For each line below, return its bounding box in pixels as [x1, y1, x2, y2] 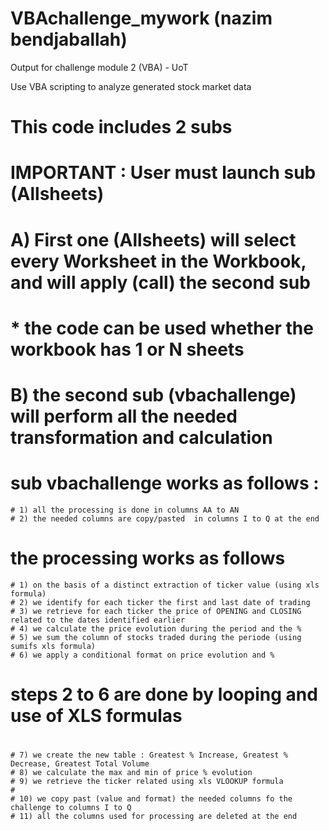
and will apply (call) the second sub [10, 271, 311, 294]
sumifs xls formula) [10, 641, 97, 651]
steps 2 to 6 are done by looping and [10, 683, 318, 706]
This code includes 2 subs [10, 116, 233, 139]
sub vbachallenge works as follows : [10, 472, 320, 495]
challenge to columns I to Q [10, 803, 132, 813]
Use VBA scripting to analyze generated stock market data [10, 80, 252, 92]
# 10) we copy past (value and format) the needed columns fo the [10, 794, 293, 804]
